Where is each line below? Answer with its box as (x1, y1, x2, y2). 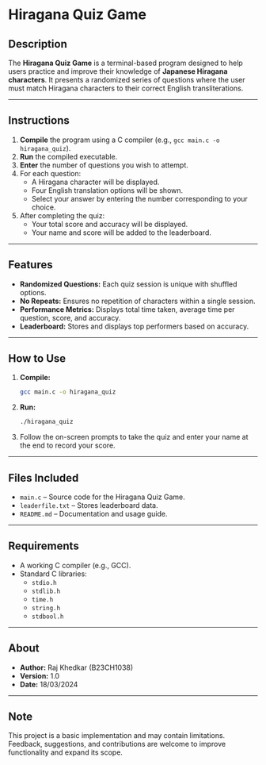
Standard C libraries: (19, 569, 87, 579)
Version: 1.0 (19, 671, 60, 680)
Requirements (8, 540, 79, 553)
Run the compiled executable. (19, 152, 118, 161)
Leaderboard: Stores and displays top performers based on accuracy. (19, 321, 249, 331)
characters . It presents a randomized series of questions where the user (8, 75, 245, 84)
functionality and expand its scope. (8, 748, 123, 757)
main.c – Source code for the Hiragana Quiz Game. (19, 492, 186, 502)
